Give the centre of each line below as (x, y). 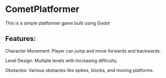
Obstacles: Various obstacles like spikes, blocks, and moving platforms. (79, 70)
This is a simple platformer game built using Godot (58, 23)
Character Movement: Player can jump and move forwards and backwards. (83, 50)
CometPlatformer (42, 9)
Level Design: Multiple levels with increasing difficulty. (62, 60)
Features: (21, 39)
